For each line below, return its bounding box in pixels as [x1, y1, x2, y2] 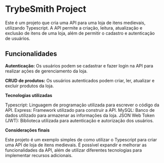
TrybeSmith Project [5, 3, 87, 15]
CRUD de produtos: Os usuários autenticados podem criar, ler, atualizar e [5, 77, 155, 83]
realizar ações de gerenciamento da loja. [5, 68, 88, 74]
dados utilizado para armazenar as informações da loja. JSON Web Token [5, 112, 155, 118]
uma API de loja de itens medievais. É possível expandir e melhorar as [5, 142, 147, 148]
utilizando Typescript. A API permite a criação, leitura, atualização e [5, 25, 143, 31]
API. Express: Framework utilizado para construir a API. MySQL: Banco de [5, 107, 155, 113]
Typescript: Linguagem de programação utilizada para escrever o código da [5, 102, 160, 108]
